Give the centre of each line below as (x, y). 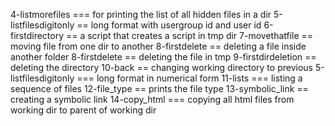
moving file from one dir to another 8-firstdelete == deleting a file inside (158, 46)
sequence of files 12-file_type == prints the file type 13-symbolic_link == (159, 88)
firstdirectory (37, 35)
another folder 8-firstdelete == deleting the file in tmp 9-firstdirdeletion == (163, 57)
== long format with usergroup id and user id (169, 25)
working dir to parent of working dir (83, 110)
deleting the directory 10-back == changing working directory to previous (161, 67)
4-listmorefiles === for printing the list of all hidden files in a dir (141, 14)
